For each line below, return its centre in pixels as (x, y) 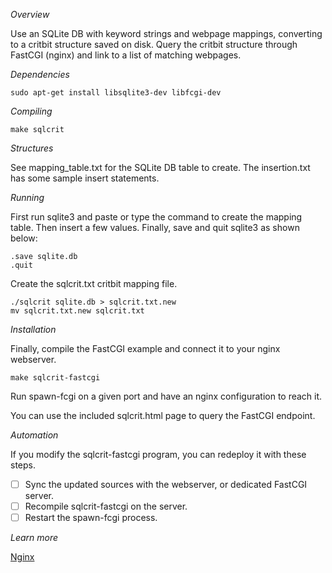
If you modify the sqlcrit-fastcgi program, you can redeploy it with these (158, 454)
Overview (30, 14)
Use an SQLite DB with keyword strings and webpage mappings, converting (166, 33)
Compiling (31, 111)
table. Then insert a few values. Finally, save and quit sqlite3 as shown (155, 227)
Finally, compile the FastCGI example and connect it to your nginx (145, 348)
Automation (34, 435)
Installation (33, 329)
